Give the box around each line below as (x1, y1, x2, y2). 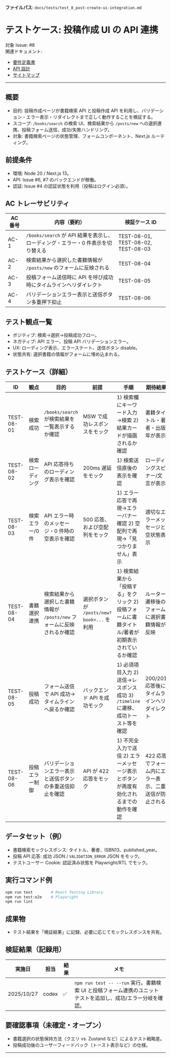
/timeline (117, 698, 140, 704)
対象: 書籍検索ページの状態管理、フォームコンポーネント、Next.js (12, 133, 150, 139)
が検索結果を (44, 416, 75, 422)
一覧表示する (44, 423, 75, 430)
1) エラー (117, 490, 139, 496)
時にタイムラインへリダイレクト (26, 282, 103, 289)
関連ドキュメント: (5, 48, 43, 55)
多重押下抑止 (31, 299, 62, 306)
